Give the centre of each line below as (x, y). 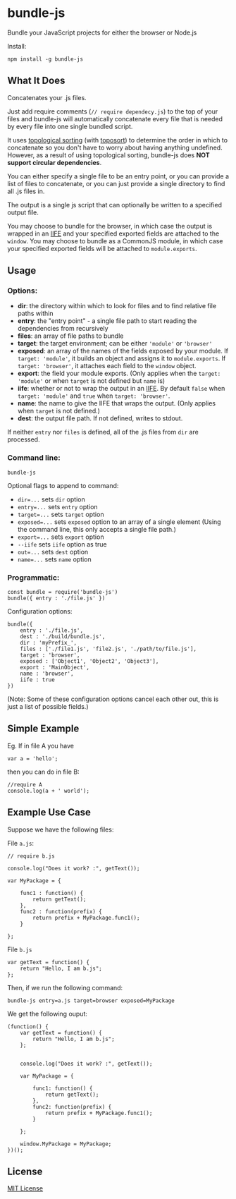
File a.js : (20, 843)
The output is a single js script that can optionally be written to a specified (114, 205)
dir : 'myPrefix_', (49, 643)
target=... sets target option (61, 514)
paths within (35, 314)
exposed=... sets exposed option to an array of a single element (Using (119, 522)
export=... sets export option (61, 537)
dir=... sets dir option (51, 499)
